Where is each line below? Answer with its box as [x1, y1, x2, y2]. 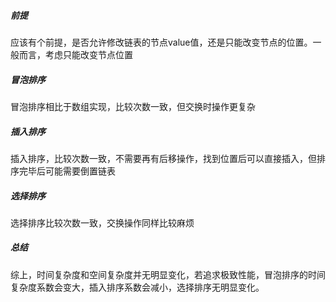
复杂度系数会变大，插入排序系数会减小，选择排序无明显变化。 [10, 281, 265, 293]
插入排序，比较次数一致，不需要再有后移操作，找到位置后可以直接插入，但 [10, 152, 317, 164]
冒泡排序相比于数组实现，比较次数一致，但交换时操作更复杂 [10, 100, 256, 112]
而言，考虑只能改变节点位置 [18, 48, 133, 60]
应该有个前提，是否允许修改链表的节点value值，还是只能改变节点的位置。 [10, 36, 313, 48]
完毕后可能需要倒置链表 [18, 165, 116, 177]
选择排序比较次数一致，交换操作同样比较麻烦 [10, 216, 195, 229]
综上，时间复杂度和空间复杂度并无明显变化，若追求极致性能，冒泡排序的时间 [10, 268, 326, 280]
